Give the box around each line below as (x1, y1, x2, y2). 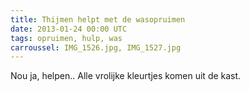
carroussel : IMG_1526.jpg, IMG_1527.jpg (10, 42, 182, 53)
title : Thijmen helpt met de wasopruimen (10, 14, 186, 25)
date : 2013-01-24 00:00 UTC (10, 24, 128, 34)
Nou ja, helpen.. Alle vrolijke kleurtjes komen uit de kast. (10, 70, 242, 82)
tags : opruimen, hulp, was (10, 33, 123, 43)
